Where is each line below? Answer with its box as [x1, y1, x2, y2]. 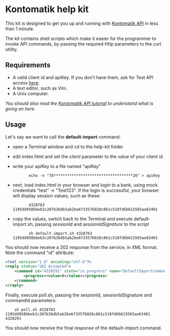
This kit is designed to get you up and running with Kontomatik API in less [5, 20, 158, 26]
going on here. [5, 105, 36, 112]
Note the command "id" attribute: [5, 249, 75, 256]
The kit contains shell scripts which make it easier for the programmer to [5, 35, 157, 41]
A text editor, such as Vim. [12, 85, 67, 91]
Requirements [5, 61, 51, 69]
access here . [12, 79, 40, 86]
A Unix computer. [12, 90, 49, 97]
